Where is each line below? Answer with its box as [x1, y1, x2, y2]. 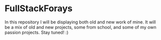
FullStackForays [4, 3, 73, 14]
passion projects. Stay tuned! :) [4, 29, 69, 35]
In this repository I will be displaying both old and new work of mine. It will [4, 19, 156, 25]
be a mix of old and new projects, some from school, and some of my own [4, 24, 157, 30]
